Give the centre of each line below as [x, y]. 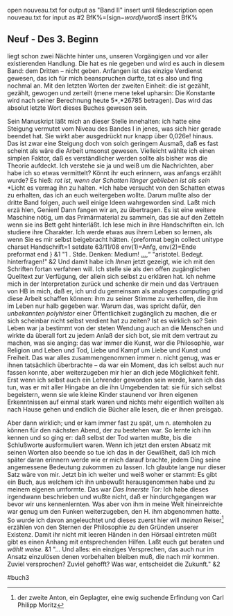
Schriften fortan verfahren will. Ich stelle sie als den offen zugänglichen [109, 269]
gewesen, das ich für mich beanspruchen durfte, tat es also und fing [105, 78]
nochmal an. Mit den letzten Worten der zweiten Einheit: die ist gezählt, [109, 86]
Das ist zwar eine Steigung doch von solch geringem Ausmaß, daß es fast [113, 143]
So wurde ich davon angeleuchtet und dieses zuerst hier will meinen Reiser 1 [115, 519]
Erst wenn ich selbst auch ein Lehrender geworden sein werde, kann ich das [116, 380]
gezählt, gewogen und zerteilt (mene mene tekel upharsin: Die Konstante [111, 92]
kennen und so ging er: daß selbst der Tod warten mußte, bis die [100, 437]
